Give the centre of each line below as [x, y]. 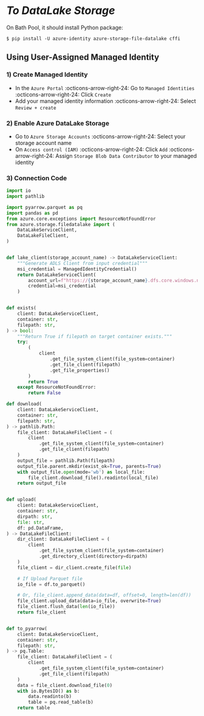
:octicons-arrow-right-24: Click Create [63, 94]
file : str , [31, 522]
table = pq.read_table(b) [61, 702]
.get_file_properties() [80, 370]
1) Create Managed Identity [47, 75]
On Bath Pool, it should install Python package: [65, 27]
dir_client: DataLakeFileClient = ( [64, 539]
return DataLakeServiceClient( [57, 275]
